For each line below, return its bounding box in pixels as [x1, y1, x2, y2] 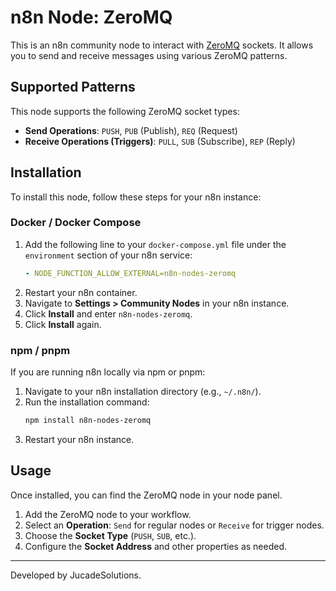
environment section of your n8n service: [24, 249, 193, 261]
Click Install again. [24, 318, 102, 330]
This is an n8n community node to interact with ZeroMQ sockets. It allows [10, 39, 314, 51]
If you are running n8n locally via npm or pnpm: [10, 366, 206, 378]
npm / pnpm [10, 343, 71, 357]
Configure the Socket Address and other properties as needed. [24, 540, 287, 552]
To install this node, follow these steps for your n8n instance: [10, 191, 262, 203]
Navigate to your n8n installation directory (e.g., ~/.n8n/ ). [24, 386, 262, 398]
